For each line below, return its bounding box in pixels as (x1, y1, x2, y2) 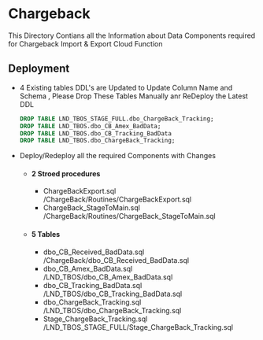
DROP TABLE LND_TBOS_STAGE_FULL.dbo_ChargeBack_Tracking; (19, 115, 214, 123)
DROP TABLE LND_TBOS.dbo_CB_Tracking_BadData (19, 129, 172, 138)
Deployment (8, 62, 70, 76)
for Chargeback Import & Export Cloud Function (8, 39, 163, 48)
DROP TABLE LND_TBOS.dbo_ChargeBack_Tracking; (19, 137, 176, 145)
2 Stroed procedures (31, 168, 101, 178)
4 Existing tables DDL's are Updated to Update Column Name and (19, 83, 233, 92)
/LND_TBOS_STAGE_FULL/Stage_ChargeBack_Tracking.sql (43, 322, 234, 331)
